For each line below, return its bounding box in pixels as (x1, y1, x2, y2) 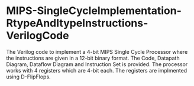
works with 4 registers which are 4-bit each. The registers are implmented (6, 67, 187, 74)
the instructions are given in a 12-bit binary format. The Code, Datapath (6, 54, 180, 61)
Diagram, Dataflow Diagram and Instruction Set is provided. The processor (6, 60, 188, 68)
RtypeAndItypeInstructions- (6, 16, 148, 30)
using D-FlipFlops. (6, 73, 51, 80)
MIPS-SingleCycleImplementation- (6, 4, 182, 18)
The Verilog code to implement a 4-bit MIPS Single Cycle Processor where (6, 48, 188, 55)
